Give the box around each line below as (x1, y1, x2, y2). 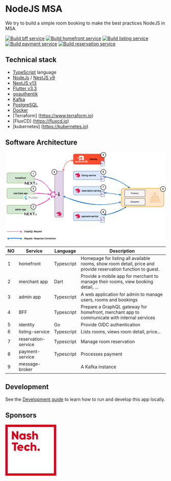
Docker (12, 107, 28, 113)
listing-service (18, 329, 50, 335)
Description (109, 248, 135, 254)
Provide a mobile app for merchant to (80, 273, 159, 279)
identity (18, 322, 35, 328)
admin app (18, 294, 41, 300)
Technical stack (5, 56, 57, 64)
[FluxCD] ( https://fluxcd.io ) (12, 118, 70, 124)
